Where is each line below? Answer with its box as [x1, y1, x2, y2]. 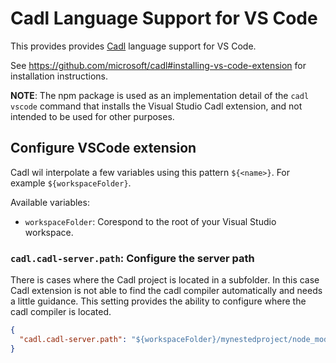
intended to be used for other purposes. [10, 110, 175, 122]
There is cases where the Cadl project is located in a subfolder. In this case [10, 274, 320, 286]
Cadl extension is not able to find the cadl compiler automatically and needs [10, 285, 323, 297]
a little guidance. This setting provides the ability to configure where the [10, 295, 307, 307]
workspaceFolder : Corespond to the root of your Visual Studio [24, 215, 277, 227]
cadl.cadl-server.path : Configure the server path [10, 251, 255, 265]
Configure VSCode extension [10, 140, 197, 157]
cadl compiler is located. [10, 306, 112, 318]
